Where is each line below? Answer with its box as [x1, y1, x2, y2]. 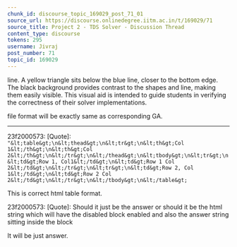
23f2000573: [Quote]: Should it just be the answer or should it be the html [7, 203, 223, 211]
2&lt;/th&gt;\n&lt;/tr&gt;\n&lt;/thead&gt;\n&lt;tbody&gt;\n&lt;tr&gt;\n [7, 152, 229, 159]
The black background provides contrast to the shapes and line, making [7, 83, 217, 92]
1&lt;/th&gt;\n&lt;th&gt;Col [7, 145, 93, 152]
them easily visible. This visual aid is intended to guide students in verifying [7, 90, 227, 99]
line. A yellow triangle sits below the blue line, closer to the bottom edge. [7, 76, 219, 84]
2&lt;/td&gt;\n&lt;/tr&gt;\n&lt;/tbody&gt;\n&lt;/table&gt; [7, 176, 188, 183]
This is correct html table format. [7, 188, 102, 198]
